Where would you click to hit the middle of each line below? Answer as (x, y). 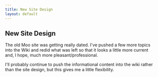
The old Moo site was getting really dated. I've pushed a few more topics (78, 45)
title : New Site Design (29, 9)
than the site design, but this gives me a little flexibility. (60, 70)
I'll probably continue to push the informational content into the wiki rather (79, 64)
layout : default (21, 14)
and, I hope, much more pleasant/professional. (52, 55)
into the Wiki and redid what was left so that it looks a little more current (77, 50)
